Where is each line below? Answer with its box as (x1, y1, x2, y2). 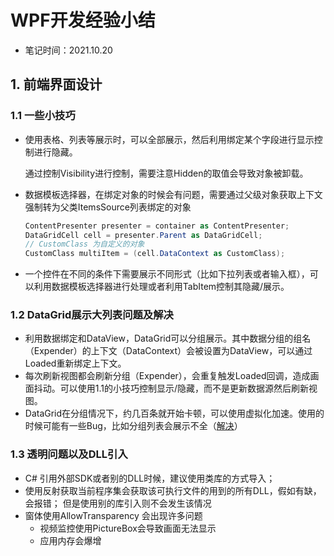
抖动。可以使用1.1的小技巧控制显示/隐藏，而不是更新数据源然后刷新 (33, 382, 310, 395)
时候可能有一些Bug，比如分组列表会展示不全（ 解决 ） (24, 420, 243, 432)
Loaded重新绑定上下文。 (24, 357, 127, 370)
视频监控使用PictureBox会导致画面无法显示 (39, 522, 217, 534)
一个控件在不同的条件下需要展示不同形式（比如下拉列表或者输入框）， (24, 268, 310, 280)
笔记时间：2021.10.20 (24, 44, 113, 56)
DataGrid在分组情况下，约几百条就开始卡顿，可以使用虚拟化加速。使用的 (24, 407, 325, 420)
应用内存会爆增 (39, 534, 102, 546)
